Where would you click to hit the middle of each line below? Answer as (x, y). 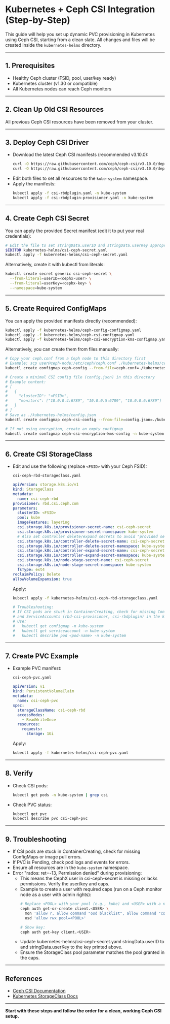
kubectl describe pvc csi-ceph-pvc (50, 819)
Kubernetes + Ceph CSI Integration (80, 9)
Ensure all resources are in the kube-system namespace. (71, 868)
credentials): (18, 236)
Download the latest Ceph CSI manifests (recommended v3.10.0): (80, 155)
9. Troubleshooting (36, 839)
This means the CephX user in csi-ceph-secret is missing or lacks (89, 878)
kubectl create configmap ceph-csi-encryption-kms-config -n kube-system (85, 434)
